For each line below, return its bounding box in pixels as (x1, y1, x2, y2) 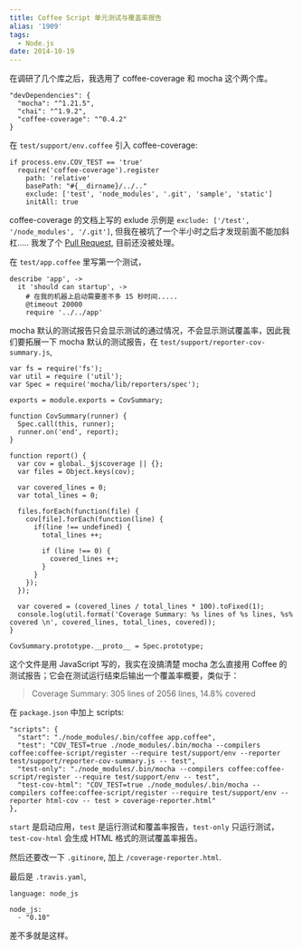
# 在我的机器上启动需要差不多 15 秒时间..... (25, 292, 178, 302)
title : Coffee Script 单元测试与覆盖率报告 (9, 13, 163, 23)
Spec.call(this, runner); (17, 420, 116, 429)
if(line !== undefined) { (33, 523, 131, 532)
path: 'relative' (25, 174, 91, 183)
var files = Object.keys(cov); (17, 468, 136, 477)
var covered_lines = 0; (17, 483, 107, 492)
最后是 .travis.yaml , (9, 871, 87, 882)
